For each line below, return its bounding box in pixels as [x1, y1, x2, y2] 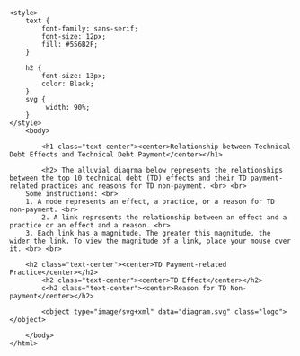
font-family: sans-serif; [41, 24, 139, 33]
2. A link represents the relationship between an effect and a [41, 213, 287, 222]
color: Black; [41, 79, 94, 88]
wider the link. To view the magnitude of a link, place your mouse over [9, 236, 292, 245]
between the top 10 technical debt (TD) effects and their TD [9, 174, 247, 182]
